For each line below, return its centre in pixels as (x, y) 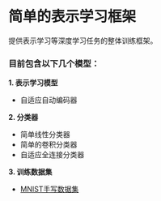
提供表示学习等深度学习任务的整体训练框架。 (83, 41)
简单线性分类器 (45, 135)
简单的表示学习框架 (72, 17)
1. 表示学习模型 (33, 83)
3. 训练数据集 (30, 172)
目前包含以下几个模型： (54, 63)
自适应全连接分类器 (52, 155)
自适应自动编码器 (49, 100)
